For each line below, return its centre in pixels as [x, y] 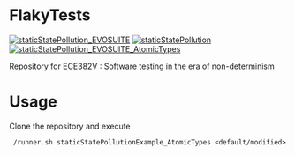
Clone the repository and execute [70, 126]
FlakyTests [50, 15]
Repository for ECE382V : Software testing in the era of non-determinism [142, 66]
